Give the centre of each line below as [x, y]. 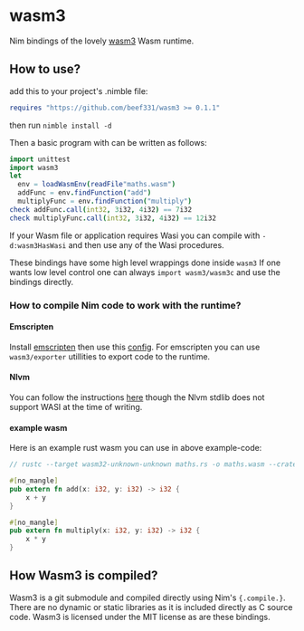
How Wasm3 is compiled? [84, 576]
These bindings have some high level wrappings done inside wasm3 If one [145, 263]
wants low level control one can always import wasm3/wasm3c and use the [145, 272]
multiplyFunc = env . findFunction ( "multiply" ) [105, 201]
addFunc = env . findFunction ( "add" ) [85, 193]
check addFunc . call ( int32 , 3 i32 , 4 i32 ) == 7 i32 [101, 209]
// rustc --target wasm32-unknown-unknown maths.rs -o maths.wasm [137, 464]
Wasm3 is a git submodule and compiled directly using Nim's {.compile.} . [148, 598]
